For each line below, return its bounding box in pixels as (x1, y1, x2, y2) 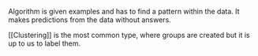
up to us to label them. (8, 39, 81, 48)
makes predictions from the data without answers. (8, 15, 171, 24)
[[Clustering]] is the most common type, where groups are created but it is (8, 31, 250, 39)
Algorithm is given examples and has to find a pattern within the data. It (8, 7, 240, 16)
